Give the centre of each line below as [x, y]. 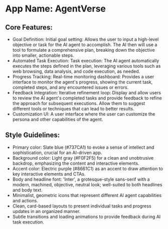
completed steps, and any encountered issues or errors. [70, 87]
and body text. [27, 190]
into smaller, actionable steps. [43, 55]
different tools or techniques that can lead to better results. [73, 109]
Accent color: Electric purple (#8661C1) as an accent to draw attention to [88, 168]
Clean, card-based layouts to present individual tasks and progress [82, 206]
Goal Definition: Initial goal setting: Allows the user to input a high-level [86, 39]
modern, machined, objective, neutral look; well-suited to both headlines [87, 184]
